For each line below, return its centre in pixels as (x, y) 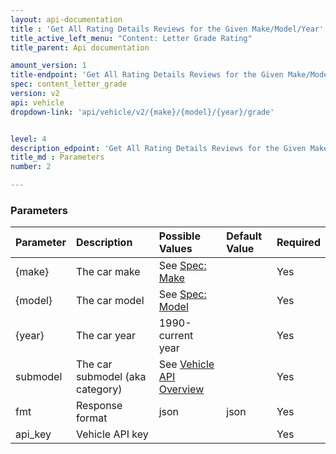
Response (99, 406)
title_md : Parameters (57, 157)
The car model (110, 301)
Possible (179, 236)
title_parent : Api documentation (80, 47)
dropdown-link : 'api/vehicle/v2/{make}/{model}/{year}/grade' (142, 112)
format (91, 418)
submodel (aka (111, 377)
